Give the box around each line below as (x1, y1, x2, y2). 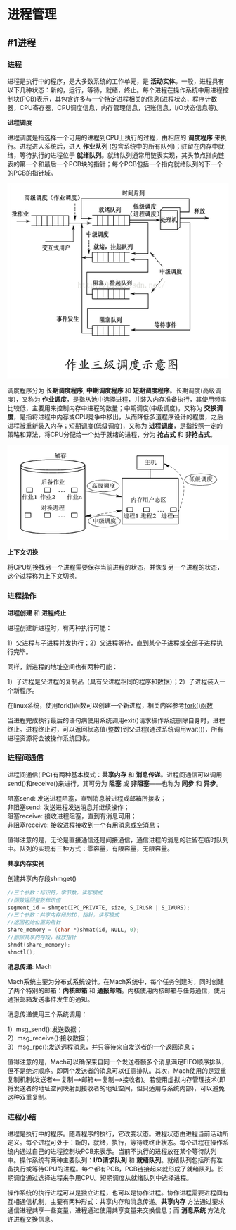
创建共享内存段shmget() (7, 874, 77, 882)
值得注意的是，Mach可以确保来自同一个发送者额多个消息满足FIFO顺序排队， (7, 1057, 228, 1066)
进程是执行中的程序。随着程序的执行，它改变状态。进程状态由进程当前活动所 (7, 1129, 229, 1138)
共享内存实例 (7, 859, 44, 868)
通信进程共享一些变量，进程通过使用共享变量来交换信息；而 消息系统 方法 (7, 1206, 220, 1214)
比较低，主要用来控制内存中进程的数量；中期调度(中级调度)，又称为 (7, 403, 203, 412)
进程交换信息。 (13, 1214, 57, 1223)
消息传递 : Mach (7, 962, 52, 971)
